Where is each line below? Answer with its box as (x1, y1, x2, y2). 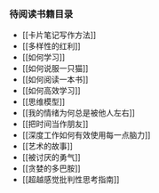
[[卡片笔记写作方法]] (21, 29, 97, 41)
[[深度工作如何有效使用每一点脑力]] (21, 130, 151, 141)
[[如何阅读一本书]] (21, 74, 89, 85)
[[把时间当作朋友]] (21, 118, 89, 130)
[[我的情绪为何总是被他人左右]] (21, 108, 136, 118)
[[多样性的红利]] (21, 41, 82, 52)
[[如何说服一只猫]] (21, 63, 89, 74)
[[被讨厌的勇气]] (21, 152, 82, 163)
